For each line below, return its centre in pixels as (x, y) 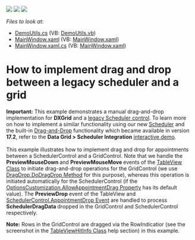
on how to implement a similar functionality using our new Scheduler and (95, 124)
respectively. (22, 213)
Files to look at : (25, 21)
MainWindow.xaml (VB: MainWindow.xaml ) (67, 39)
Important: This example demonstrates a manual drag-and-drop (85, 111)
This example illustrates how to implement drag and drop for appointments (97, 149)
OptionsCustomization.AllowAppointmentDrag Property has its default (92, 187)
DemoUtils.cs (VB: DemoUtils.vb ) (55, 33)
